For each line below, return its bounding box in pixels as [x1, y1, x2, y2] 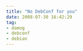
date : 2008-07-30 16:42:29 [6, 14, 72, 20]
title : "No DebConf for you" [6, 8, 78, 15]
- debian [6, 36, 28, 42]
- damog [6, 25, 25, 31]
